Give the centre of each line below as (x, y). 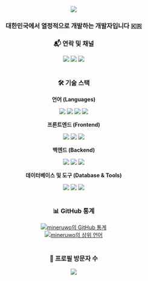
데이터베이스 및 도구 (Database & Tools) (74, 175)
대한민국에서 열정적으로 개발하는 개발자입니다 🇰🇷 (74, 25)
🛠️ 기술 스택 (74, 83)
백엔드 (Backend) (74, 150)
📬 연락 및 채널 (74, 44)
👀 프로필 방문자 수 (74, 258)
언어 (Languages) (74, 99)
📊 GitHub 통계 (74, 211)
